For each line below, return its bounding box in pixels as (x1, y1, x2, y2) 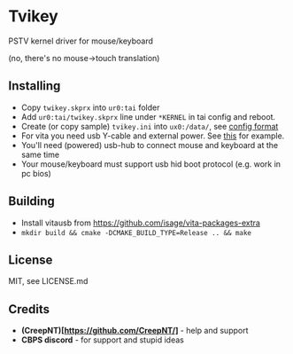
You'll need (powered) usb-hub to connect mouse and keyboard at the (20, 139, 279, 150)
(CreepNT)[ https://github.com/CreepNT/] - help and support (20, 326, 249, 336)
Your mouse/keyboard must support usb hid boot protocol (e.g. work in (20, 158, 281, 169)
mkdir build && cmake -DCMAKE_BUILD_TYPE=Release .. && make (20, 228, 252, 237)
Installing (8, 78, 61, 94)
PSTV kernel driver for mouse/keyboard (8, 35, 154, 46)
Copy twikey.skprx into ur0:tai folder (20, 102, 160, 113)
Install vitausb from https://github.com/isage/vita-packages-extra (20, 217, 260, 228)
